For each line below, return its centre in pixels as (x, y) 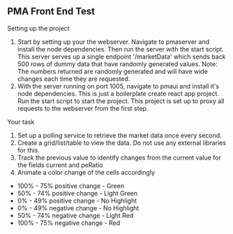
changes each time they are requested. (74, 79)
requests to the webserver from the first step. (83, 108)
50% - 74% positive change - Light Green (77, 193)
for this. (28, 150)
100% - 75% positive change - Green (70, 186)
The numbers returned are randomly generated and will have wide (112, 71)
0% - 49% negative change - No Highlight (78, 208)
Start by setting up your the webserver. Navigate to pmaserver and (113, 42)
